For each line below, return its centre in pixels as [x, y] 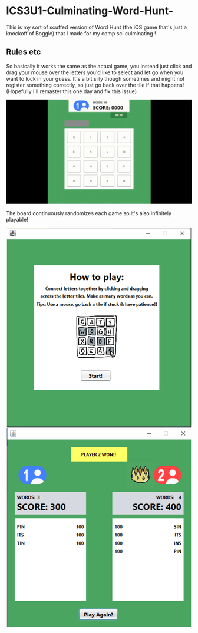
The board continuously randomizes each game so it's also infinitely [89, 213]
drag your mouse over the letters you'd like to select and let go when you [95, 72]
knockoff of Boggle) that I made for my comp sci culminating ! [81, 33]
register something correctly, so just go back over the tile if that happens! [95, 85]
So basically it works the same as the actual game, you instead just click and [99, 66]
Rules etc [24, 52]
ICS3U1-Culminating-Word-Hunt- [90, 11]
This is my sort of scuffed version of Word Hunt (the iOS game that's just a [97, 27]
